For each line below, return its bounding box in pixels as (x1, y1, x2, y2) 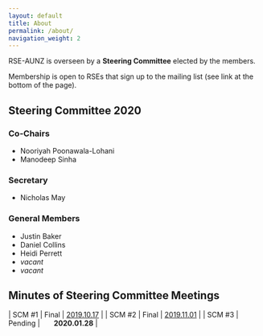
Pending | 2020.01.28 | (8, 318, 98, 328)
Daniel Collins (19, 240, 66, 249)
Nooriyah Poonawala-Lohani (19, 145, 115, 155)
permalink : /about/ (8, 27, 74, 35)
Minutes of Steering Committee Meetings (8, 289, 220, 302)
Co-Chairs (8, 128, 50, 139)
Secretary (8, 174, 48, 186)
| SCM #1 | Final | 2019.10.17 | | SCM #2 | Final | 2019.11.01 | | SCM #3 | (8, 310, 239, 320)
